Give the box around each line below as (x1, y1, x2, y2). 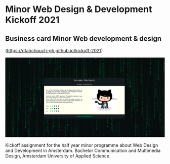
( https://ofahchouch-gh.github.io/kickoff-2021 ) (5, 48, 103, 53)
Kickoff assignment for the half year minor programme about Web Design (5, 142, 158, 148)
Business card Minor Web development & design (5, 34, 162, 43)
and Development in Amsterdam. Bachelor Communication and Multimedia (5, 147, 161, 154)
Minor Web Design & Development (5, 4, 152, 15)
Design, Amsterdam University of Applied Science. (5, 153, 111, 159)
